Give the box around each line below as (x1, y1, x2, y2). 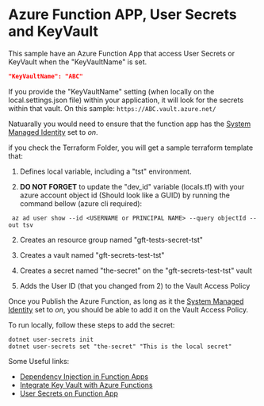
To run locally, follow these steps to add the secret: (8, 320, 175, 330)
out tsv (8, 220, 34, 229)
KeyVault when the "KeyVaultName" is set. (8, 57, 147, 67)
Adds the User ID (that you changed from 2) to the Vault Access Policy (19, 281, 251, 290)
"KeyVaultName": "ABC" (8, 72, 83, 80)
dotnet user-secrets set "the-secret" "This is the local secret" (8, 343, 232, 350)
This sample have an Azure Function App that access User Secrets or (8, 48, 235, 58)
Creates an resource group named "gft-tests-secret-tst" (19, 235, 204, 244)
